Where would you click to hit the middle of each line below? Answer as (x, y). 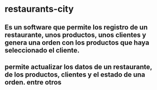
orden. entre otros (33, 82)
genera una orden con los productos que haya (77, 43)
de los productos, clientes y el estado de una (75, 75)
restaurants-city (39, 9)
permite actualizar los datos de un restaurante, (78, 67)
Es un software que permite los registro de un (76, 27)
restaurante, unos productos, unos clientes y (76, 35)
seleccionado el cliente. (42, 50)
